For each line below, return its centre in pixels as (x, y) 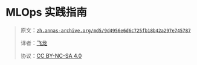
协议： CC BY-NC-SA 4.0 (51, 55)
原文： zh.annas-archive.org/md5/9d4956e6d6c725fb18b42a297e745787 (105, 30)
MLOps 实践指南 (46, 12)
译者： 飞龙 (34, 43)
